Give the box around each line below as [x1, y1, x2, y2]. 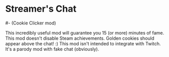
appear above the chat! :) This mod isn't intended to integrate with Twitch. [5, 40, 161, 46]
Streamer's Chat [5, 3, 77, 15]
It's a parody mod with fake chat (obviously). [5, 46, 100, 52]
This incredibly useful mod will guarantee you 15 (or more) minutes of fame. [5, 30, 164, 36]
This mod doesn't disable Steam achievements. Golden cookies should [5, 35, 155, 41]
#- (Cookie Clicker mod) [5, 20, 56, 26]
